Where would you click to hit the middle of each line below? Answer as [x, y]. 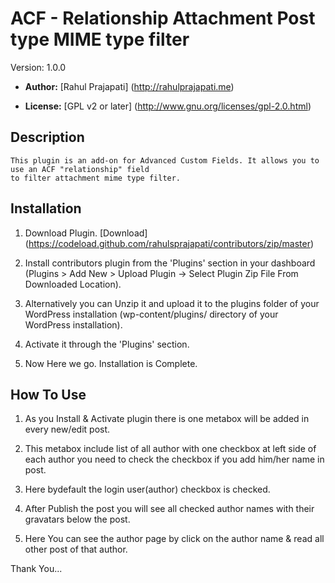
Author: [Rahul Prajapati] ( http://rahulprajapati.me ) [129, 86]
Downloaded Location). [73, 284]
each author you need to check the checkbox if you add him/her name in [174, 459]
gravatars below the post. [77, 519]
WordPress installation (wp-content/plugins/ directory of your [151, 314]
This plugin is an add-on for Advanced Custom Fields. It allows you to [165, 160]
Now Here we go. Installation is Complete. [111, 363]
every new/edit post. [67, 429]
